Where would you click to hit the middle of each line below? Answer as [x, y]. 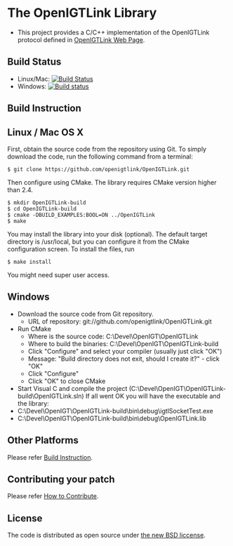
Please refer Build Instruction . [50, 457]
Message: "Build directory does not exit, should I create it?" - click [124, 359]
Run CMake [34, 328]
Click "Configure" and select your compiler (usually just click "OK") [125, 351]
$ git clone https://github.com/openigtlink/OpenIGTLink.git [99, 169]
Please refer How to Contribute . [53, 496]
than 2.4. [20, 189]
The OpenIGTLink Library [82, 13]
